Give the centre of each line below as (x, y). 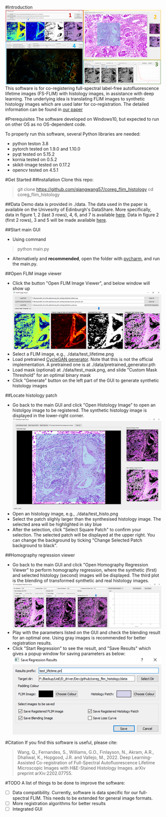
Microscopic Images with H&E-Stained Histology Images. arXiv (81, 768)
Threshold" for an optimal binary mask (52, 375)
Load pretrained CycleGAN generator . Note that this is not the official (83, 360)
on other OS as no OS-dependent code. (46, 124)
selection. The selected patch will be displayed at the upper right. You (83, 535)
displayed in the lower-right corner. (48, 416)
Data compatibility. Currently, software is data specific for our (75, 793)
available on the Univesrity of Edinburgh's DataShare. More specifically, (78, 210)
